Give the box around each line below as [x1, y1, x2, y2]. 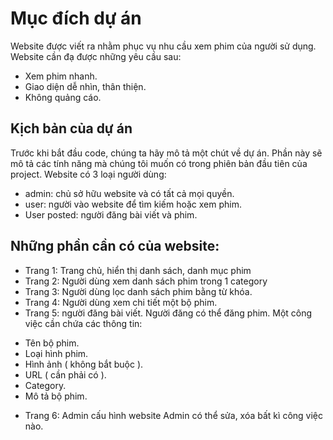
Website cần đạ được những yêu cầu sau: [10, 50, 182, 62]
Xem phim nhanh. [24, 70, 98, 82]
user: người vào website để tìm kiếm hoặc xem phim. [24, 198, 242, 210]
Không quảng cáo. [24, 91, 102, 103]
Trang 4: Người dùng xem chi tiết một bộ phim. [24, 296, 218, 308]
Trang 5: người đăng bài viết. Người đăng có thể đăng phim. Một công [24, 307, 313, 319]
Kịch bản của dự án [10, 120, 133, 137]
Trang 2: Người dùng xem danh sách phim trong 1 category [24, 275, 268, 287]
